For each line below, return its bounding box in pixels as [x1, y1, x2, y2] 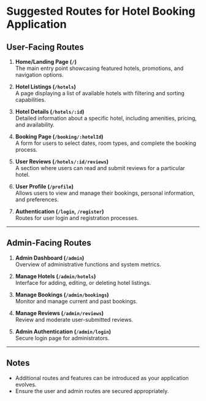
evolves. [15, 381, 37, 388]
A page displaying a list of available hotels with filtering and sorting [15, 90, 185, 96]
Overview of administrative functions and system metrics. [15, 260, 161, 268]
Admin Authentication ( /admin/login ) [15, 327, 112, 335]
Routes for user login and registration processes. [15, 214, 139, 222]
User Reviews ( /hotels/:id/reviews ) [15, 158, 109, 165]
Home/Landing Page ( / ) [15, 58, 77, 65]
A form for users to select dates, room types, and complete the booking [15, 139, 196, 147]
